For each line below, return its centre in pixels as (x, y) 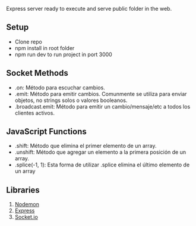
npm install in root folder (45, 48)
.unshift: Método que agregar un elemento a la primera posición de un (100, 152)
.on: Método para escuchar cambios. (60, 87)
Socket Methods (37, 73)
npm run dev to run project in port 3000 (64, 54)
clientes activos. (35, 113)
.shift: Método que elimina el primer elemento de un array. (86, 146)
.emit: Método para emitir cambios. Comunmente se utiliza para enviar (101, 94)
